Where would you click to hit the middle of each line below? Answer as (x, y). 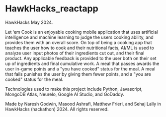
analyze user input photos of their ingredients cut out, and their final (75, 53)
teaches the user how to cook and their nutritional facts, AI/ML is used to (80, 48)
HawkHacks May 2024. (29, 22)
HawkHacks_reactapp (52, 9)
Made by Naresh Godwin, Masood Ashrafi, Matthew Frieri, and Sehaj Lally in (83, 104)
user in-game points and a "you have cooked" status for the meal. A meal (80, 69)
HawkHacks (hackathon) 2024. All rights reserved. (57, 109)
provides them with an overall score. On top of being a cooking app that (79, 42)
